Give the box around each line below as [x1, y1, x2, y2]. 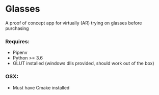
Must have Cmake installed [12, 84, 70, 90]
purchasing [5, 25, 29, 31]
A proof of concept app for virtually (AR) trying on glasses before [5, 20, 142, 26]
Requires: [5, 38, 30, 45]
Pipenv [12, 49, 28, 56]
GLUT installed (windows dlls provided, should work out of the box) [12, 60, 154, 67]
